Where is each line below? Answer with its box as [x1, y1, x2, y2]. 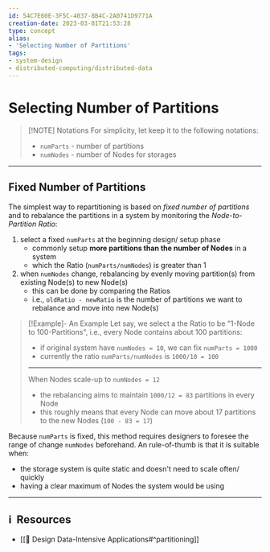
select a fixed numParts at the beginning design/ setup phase [19, 234, 221, 244]
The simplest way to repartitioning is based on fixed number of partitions [8, 202, 250, 212]
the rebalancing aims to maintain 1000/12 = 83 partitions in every [39, 389, 255, 399]
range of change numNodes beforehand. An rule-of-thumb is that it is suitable [8, 439, 260, 449]
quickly [19, 472, 45, 482]
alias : [8, 34, 31, 43]
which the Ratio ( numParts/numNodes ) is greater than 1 [31, 260, 207, 270]
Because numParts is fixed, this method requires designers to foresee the [8, 431, 249, 441]
